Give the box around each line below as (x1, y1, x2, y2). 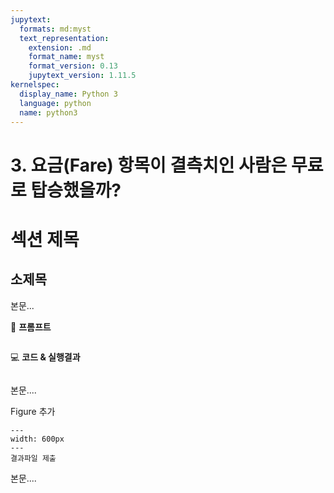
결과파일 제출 (10, 453, 57, 463)
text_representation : (19, 33, 110, 43)
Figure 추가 (10, 405, 56, 417)
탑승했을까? (30, 179, 122, 201)
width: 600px (10, 434, 65, 444)
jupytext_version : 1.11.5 (28, 71, 137, 81)
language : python (19, 98, 92, 108)
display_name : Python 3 (19, 89, 118, 99)
